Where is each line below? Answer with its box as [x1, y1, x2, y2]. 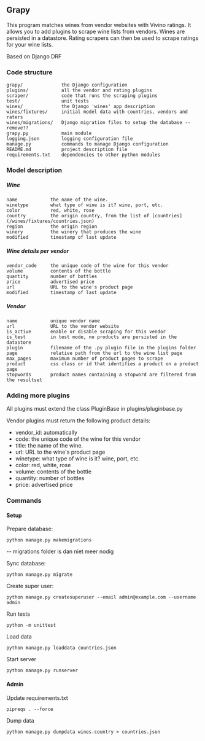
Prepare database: [6, 525, 53, 533]
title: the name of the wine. [15, 442, 83, 449]
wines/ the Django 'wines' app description [6, 104, 155, 110]
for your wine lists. [6, 41, 53, 48]
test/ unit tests [6, 98, 89, 104]
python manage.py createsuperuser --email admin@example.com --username [6, 594, 196, 600]
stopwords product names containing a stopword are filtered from [6, 371, 196, 378]
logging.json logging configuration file [6, 136, 133, 142]
